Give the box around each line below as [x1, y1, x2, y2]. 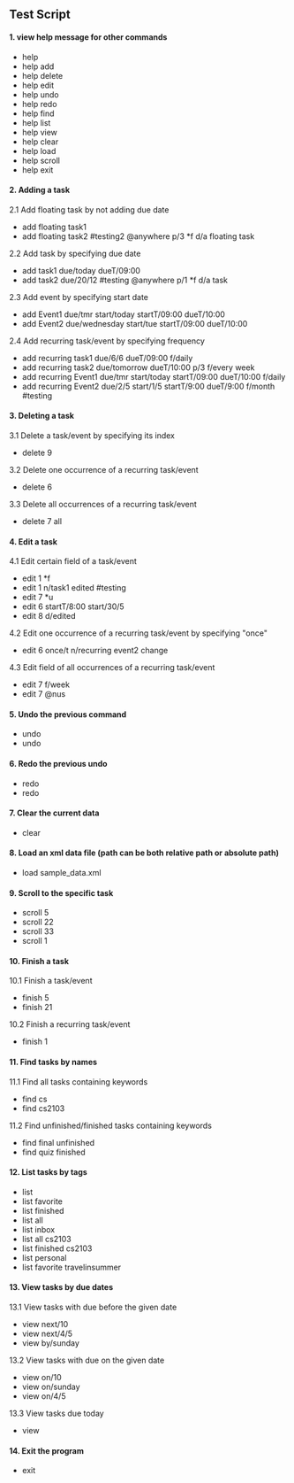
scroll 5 [21, 908, 49, 918]
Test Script [9, 7, 71, 22]
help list [21, 117, 51, 127]
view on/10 [21, 1372, 62, 1383]
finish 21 [21, 1002, 53, 1013]
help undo [21, 89, 59, 100]
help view [21, 127, 57, 137]
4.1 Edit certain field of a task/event [9, 556, 137, 567]
